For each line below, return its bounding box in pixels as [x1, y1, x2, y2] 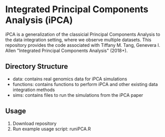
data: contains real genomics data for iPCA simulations [12, 75, 127, 82]
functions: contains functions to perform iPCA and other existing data [12, 81, 158, 87]
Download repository [12, 120, 57, 126]
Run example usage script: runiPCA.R [12, 126, 91, 132]
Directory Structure [5, 62, 69, 71]
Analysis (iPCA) [5, 14, 73, 26]
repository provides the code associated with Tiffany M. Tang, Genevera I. [5, 42, 160, 48]
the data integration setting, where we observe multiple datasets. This [5, 37, 151, 43]
